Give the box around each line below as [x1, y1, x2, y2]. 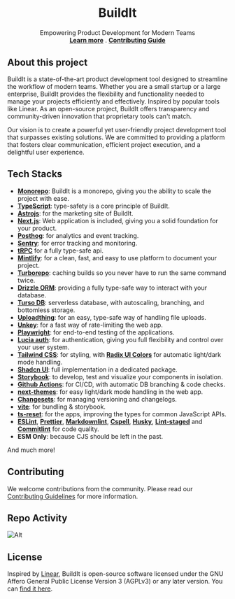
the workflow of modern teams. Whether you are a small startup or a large [7, 83, 221, 90]
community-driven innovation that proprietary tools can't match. [7, 112, 192, 120]
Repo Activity [7, 512, 68, 524]
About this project [7, 56, 88, 68]
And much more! [7, 446, 56, 454]
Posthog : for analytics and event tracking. [17, 231, 139, 239]
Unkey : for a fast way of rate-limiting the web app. [17, 320, 163, 329]
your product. [17, 224, 57, 232]
